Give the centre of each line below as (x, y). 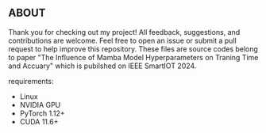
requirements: (31, 81)
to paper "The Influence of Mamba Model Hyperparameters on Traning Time (133, 57)
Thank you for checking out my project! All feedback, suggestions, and (124, 32)
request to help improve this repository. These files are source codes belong (133, 49)
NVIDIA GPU (40, 104)
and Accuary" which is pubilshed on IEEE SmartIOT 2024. (102, 66)
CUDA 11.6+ (39, 121)
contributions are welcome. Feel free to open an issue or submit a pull (122, 40)
